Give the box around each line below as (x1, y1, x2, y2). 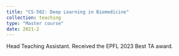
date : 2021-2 (6, 26, 40, 32)
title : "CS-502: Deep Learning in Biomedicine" (6, 9, 130, 15)
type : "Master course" (6, 20, 64, 26)
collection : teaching (6, 15, 61, 21)
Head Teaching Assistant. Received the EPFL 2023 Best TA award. (6, 43, 174, 50)
